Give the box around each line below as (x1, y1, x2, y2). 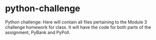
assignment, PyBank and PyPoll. (5, 29, 70, 35)
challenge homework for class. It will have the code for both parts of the (5, 24, 152, 30)
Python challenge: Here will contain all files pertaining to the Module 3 (5, 19, 147, 25)
